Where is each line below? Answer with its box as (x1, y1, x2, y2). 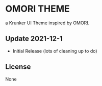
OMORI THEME (5, 3, 70, 15)
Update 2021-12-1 (5, 34, 63, 43)
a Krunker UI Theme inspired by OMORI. (5, 20, 90, 26)
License (5, 63, 31, 71)
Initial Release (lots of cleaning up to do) (12, 48, 98, 54)
